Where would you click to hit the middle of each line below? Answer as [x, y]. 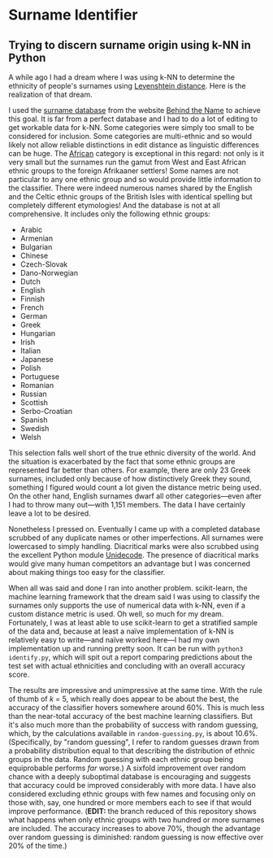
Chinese [34, 255]
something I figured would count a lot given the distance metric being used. [135, 487]
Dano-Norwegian [49, 273]
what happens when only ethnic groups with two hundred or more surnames [136, 820]
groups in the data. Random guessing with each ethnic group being [121, 759]
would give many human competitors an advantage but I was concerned [129, 564]
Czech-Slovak [44, 264]
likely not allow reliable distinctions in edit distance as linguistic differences [134, 145]
